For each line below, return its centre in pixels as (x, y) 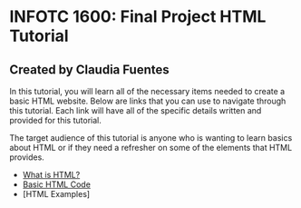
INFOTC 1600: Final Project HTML (138, 17)
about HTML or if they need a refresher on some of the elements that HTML (151, 148)
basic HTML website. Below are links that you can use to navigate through (148, 101)
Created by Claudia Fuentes (89, 69)
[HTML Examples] (56, 194)
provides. (27, 157)
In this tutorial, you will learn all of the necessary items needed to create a (147, 91)
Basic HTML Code (56, 184)
